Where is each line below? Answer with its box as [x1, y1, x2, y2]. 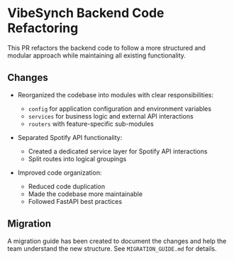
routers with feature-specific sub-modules [28, 119, 154, 128]
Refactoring [7, 20, 79, 36]
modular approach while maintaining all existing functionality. [7, 51, 186, 60]
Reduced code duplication [28, 182, 105, 190]
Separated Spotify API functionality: [17, 133, 123, 141]
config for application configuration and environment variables [28, 104, 211, 113]
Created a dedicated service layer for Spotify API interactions [28, 147, 208, 156]
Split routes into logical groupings [28, 154, 127, 163]
